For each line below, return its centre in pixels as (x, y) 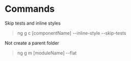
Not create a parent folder (32, 43)
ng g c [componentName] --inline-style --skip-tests (72, 33)
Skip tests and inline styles (33, 23)
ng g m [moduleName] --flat (47, 53)
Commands (30, 9)
